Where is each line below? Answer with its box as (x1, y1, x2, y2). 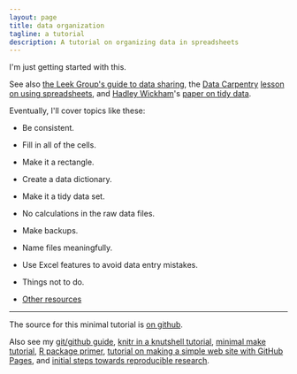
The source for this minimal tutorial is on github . (9, 319, 184, 330)
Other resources (21, 294, 82, 305)
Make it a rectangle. (21, 156, 95, 168)
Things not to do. (21, 277, 85, 287)
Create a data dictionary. (21, 174, 112, 185)
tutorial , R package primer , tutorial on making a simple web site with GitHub (9, 346, 284, 356)
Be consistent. (21, 123, 75, 134)
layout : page (9, 12, 57, 22)
